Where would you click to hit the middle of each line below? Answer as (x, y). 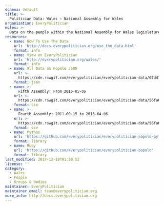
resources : (16, 37)
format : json (27, 82)
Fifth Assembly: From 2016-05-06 (52, 91)
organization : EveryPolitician (37, 23)
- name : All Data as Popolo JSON (43, 69)
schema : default (21, 10)
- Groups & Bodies (28, 182)
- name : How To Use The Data (39, 41)
